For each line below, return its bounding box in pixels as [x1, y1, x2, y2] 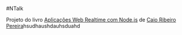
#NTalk [6, 5, 23, 12]
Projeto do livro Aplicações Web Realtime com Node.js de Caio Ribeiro [6, 16, 176, 23]
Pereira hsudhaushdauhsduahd [6, 23, 80, 29]
